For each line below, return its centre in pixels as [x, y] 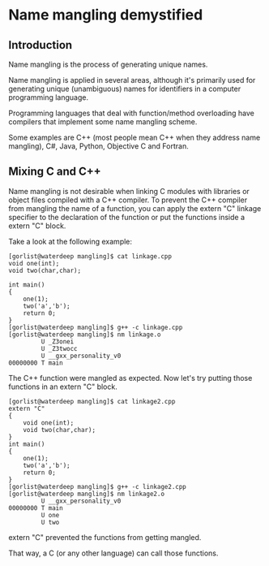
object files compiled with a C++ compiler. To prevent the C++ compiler [128, 200]
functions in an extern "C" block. [63, 387]
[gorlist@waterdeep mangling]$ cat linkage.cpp [90, 256]
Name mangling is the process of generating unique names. [108, 64]
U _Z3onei [58, 341]
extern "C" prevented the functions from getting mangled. [105, 537]
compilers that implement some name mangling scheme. [103, 122]
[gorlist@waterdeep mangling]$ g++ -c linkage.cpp [96, 327]
